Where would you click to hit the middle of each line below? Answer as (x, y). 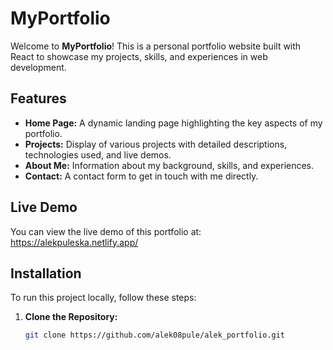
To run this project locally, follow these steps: (103, 298)
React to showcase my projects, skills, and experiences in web (139, 56)
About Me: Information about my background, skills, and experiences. (169, 165)
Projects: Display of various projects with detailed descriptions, (156, 144)
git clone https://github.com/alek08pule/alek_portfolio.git (155, 335)
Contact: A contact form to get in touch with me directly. (141, 176)
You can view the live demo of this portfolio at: (106, 231)
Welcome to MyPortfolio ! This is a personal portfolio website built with (156, 46)
